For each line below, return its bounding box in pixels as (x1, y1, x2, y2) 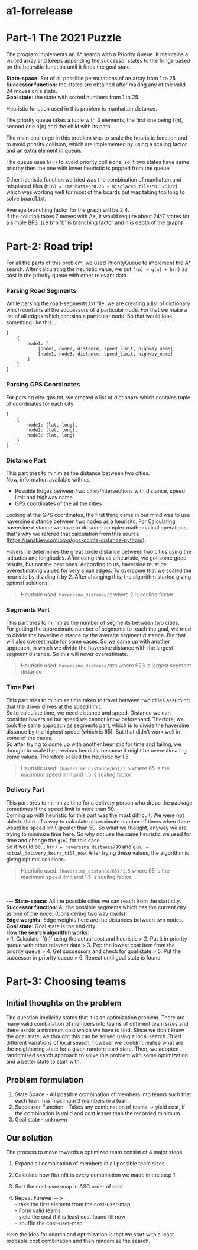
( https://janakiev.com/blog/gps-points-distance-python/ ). (6, 537, 147, 544)
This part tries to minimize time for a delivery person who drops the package (6, 799, 193, 806)
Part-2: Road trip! (6, 240, 93, 253)
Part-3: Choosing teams (6, 975, 126, 989)
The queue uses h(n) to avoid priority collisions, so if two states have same (6, 159, 190, 166)
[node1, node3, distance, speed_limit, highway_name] (37, 351, 173, 357)
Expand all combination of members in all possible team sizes (14, 1160, 165, 1167)
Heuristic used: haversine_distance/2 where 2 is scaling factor (20, 590, 174, 598)
